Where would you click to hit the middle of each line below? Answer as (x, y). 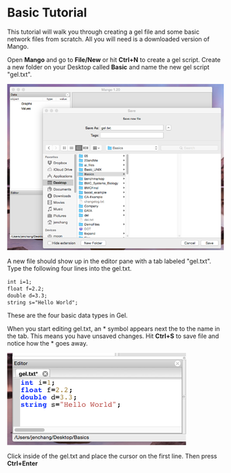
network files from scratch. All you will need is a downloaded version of (108, 39)
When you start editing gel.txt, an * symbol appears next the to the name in (113, 328)
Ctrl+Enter (22, 463)
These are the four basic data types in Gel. (68, 315)
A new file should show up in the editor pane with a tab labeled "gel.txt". (109, 261)
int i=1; (20, 282)
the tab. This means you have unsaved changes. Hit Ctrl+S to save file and (113, 336)
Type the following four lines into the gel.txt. (69, 268)
